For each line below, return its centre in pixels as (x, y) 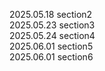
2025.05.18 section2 (51, 14)
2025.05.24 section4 (52, 35)
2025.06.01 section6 (51, 57)
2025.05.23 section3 (52, 25)
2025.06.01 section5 (51, 46)
